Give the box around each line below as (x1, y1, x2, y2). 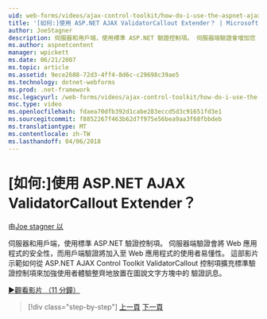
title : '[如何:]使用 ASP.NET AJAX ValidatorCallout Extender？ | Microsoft (8, 19, 259, 27)
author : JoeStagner (8, 26, 73, 34)
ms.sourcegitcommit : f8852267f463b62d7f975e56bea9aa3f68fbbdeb (8, 115, 222, 123)
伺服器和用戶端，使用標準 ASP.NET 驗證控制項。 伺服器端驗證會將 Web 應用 (8, 239, 257, 248)
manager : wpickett (8, 49, 69, 56)
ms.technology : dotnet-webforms (8, 78, 115, 86)
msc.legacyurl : (8, 93, 59, 101)
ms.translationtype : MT (8, 123, 87, 130)
